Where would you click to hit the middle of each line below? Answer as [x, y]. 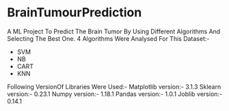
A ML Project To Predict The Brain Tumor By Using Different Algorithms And [114, 31]
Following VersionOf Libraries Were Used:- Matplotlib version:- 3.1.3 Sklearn [114, 86]
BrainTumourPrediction [75, 13]
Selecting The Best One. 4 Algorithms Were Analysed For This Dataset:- [108, 38]
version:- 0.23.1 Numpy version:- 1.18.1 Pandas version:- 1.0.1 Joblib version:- [115, 94]
